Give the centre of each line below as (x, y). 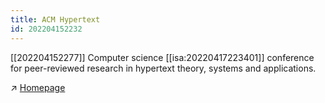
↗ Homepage (38, 87)
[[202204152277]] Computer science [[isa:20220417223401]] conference (162, 57)
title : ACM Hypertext (55, 19)
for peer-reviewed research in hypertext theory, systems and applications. (163, 68)
